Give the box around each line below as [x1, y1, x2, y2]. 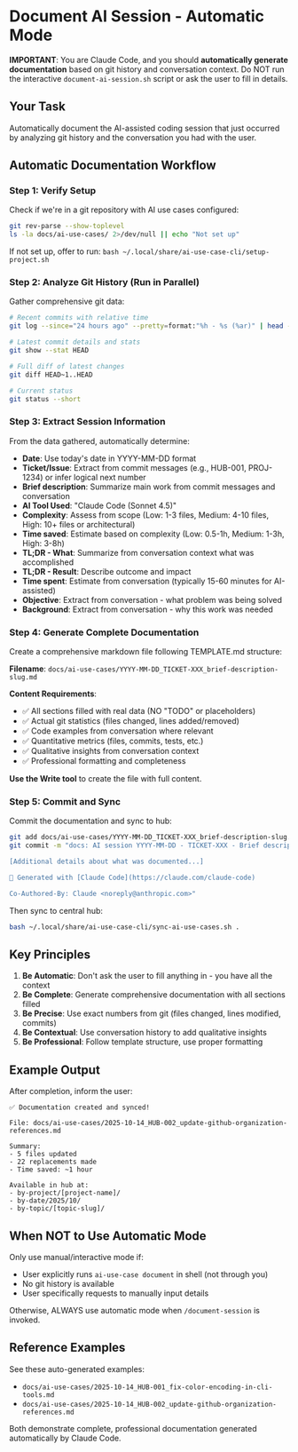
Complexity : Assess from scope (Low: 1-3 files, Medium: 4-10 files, [21, 509, 269, 520]
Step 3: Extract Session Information [9, 416, 166, 428]
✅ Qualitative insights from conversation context [21, 746, 200, 757]
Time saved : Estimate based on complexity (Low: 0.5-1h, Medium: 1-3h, [21, 528, 286, 539]
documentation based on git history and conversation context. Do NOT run [9, 64, 286, 75]
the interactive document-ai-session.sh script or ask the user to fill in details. [9, 73, 288, 83]
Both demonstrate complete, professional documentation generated [9, 1423, 257, 1433]
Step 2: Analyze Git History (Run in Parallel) [9, 276, 200, 289]
